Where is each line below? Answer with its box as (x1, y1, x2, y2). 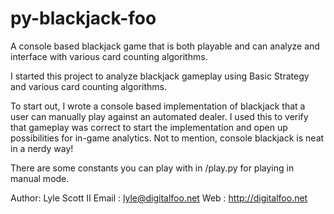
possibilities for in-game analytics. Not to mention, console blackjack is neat (10, 132, 325, 144)
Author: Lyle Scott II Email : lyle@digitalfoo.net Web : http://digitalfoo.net (10, 192, 308, 204)
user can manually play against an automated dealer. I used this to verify (10, 110, 309, 122)
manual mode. (10, 172, 70, 184)
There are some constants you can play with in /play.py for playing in (10, 162, 295, 174)
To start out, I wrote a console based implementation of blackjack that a (10, 100, 306, 112)
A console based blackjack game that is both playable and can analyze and (10, 40, 320, 52)
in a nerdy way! (10, 142, 74, 154)
